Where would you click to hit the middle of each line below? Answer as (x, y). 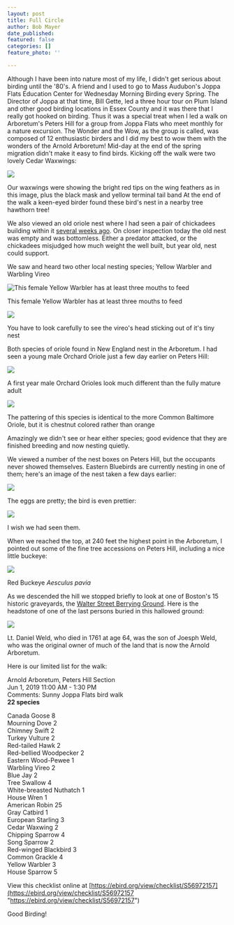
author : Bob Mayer (34, 27)
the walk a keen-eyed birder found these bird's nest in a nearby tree (105, 202)
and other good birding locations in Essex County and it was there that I (110, 109)
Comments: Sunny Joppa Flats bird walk (65, 695)
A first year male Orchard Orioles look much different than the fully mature (114, 383)
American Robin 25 (35, 805)
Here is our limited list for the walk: (57, 666)
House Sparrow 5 (32, 872)
